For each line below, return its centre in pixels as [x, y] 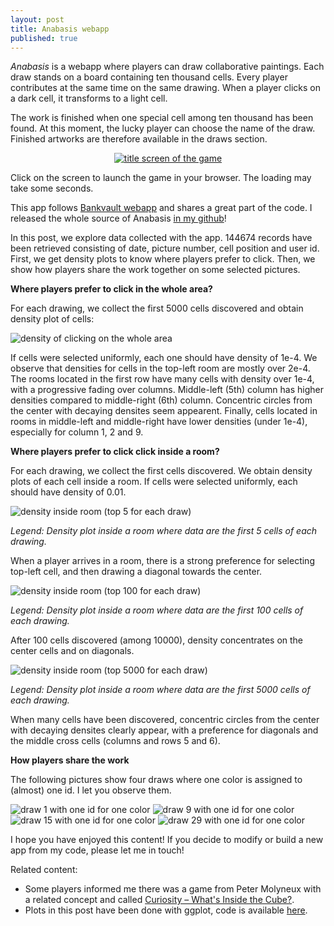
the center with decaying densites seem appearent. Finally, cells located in [164, 411]
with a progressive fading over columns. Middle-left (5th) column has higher [167, 390]
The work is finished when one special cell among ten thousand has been [162, 118]
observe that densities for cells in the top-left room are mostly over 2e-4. [160, 368]
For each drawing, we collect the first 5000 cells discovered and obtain [157, 308]
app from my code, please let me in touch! [97, 850]
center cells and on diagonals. [72, 651]
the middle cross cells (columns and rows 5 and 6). [115, 741]
